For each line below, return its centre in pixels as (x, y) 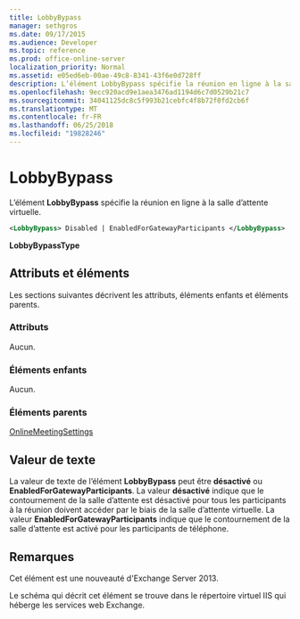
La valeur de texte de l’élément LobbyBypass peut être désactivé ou (136, 482)
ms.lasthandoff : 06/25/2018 (62, 126)
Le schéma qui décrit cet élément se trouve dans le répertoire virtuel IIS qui (148, 596)
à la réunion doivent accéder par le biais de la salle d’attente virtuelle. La (142, 510)
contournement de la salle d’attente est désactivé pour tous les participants (148, 500)
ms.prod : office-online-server (67, 59)
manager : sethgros (43, 26)
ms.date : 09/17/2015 (48, 34)
